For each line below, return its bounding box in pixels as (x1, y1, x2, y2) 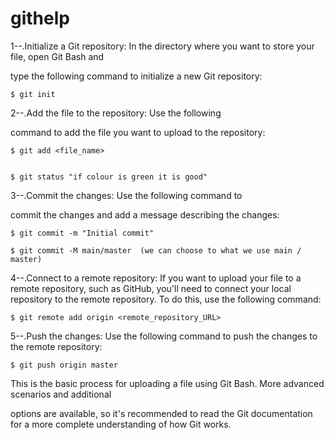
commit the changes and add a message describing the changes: (10, 208, 280, 221)
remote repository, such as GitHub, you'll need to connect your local (10, 282, 292, 294)
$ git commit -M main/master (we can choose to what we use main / (10, 245, 302, 256)
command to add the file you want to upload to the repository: (10, 126, 266, 138)
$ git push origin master (10, 360, 118, 370)
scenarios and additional (10, 388, 112, 400)
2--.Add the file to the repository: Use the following (10, 107, 222, 119)
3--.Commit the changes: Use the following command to (10, 189, 243, 201)
